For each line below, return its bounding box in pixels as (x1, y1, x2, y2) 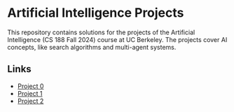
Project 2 (17, 97, 44, 105)
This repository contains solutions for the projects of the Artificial (7, 28, 195, 36)
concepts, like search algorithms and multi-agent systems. (7, 43, 177, 51)
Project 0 (17, 82, 44, 90)
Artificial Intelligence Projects (7, 5, 184, 21)
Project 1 (17, 89, 43, 97)
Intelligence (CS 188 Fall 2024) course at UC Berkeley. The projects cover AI (7, 35, 228, 43)
